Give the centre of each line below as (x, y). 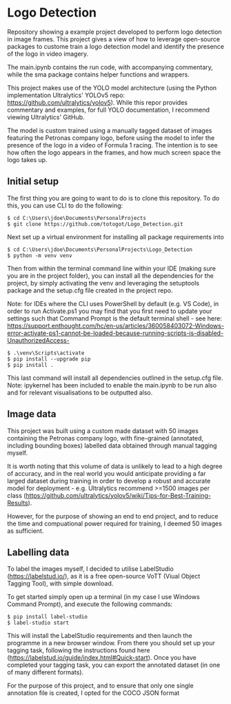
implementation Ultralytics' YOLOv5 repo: (66, 95)
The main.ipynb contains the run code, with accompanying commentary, (110, 67)
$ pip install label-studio (48, 617)
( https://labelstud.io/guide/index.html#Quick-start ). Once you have (102, 658)
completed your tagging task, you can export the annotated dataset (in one (114, 665)
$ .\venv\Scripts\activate (46, 353)
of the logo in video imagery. (48, 54)
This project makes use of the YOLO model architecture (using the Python (112, 88)
